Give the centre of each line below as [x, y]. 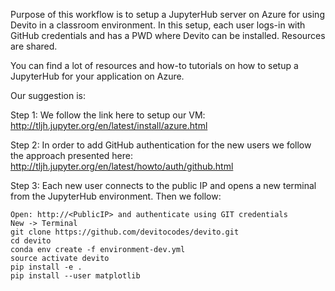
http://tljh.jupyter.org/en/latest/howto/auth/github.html [122, 166]
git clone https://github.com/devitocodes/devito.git [125, 232]
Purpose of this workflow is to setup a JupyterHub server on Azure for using [167, 14]
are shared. [34, 46]
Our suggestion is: [48, 95]
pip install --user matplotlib [75, 276]
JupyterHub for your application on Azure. [97, 76]
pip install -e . [46, 267]
